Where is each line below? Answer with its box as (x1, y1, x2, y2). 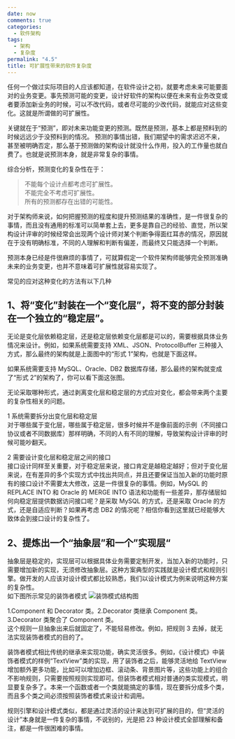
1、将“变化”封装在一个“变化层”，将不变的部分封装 (7, 299, 225, 312)
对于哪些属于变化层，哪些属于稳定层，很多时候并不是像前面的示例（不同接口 (7, 421, 228, 429)
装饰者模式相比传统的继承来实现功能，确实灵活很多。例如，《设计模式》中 (7, 648, 219, 656)
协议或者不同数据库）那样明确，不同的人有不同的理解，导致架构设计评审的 (7, 429, 222, 438)
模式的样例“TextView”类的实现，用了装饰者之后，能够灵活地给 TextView (19, 656, 227, 665)
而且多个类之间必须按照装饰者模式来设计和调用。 (7, 691, 148, 700)
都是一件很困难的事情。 (19, 724, 87, 733)
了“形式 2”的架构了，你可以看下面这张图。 (7, 373, 129, 382)
